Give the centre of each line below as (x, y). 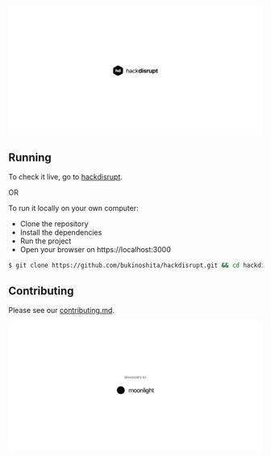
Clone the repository (54, 224)
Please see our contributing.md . (62, 310)
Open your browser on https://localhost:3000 (96, 250)
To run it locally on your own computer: (73, 209)
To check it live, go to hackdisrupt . (66, 177)
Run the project (46, 241)
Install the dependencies (61, 233)
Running (30, 157)
